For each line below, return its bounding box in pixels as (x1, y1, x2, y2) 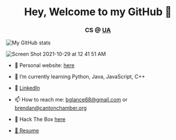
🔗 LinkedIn (14, 85, 40, 92)
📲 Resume (14, 127, 39, 134)
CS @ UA (85, 26, 111, 34)
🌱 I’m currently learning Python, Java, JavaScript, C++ (14, 73, 146, 80)
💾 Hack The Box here (14, 116, 66, 123)
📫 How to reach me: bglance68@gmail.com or (14, 96, 128, 103)
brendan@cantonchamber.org (14, 104, 87, 111)
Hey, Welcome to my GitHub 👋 (24, 5, 172, 19)
